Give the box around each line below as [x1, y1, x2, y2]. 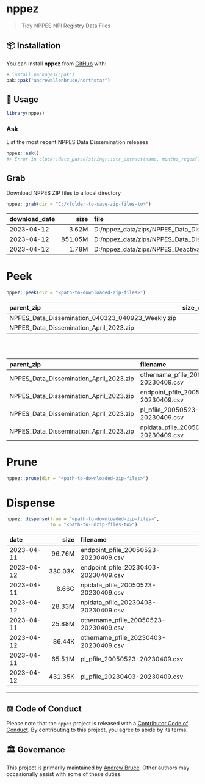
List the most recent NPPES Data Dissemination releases [6, 139, 148, 146]
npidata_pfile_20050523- [80, 581, 157, 589]
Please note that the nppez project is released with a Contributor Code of [6, 720, 189, 727]
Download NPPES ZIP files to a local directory [6, 189, 121, 197]
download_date [9, 214, 56, 223]
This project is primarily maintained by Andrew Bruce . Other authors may [6, 764, 190, 771]
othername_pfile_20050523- [80, 616, 166, 625]
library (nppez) [6, 111, 45, 117]
